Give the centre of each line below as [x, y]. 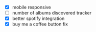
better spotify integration [38, 18]
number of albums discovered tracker [52, 13]
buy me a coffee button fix [40, 24]
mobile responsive [32, 7]
